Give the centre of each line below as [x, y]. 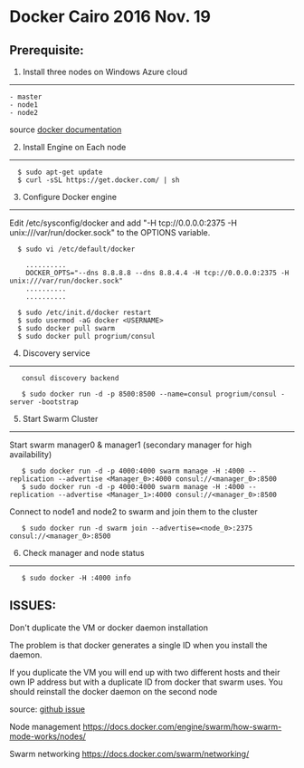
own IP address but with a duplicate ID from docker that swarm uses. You [146, 682]
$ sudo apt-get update [60, 172]
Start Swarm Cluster [60, 419]
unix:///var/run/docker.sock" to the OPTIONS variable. [110, 232]
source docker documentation [66, 130]
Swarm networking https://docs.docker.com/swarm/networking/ [129, 754]
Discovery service [56, 353]
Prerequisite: [47, 50]
